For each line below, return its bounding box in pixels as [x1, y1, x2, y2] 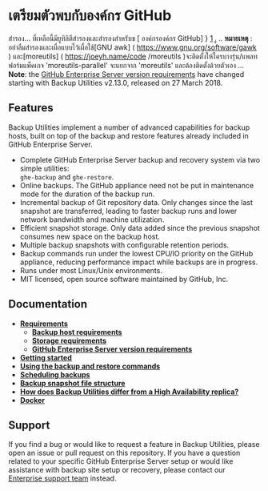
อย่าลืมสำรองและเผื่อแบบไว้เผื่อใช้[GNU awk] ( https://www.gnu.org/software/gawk [8, 42, 258, 52]
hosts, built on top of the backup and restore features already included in [8, 131, 250, 140]
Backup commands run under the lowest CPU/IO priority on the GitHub [19, 248, 254, 258]
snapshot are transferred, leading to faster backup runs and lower [19, 206, 238, 215]
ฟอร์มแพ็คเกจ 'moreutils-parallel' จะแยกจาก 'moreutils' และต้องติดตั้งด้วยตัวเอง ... [8, 60, 245, 70]
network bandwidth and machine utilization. [19, 215, 165, 224]
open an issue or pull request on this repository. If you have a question [8, 448, 241, 458]
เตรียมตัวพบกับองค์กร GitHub [8, 6, 172, 25]
